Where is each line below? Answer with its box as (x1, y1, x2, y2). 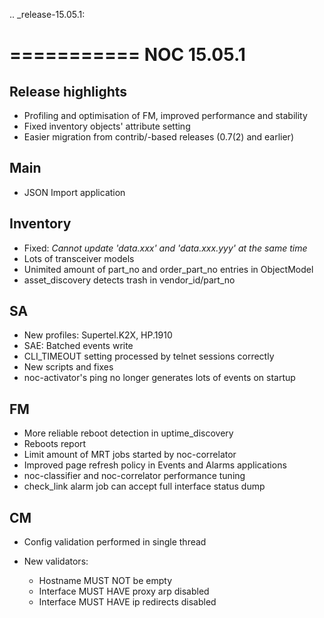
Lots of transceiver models (23, 252, 135, 264)
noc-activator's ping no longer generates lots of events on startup (23, 372, 296, 384)
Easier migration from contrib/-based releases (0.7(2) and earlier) (23, 131, 294, 143)
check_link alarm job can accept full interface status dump (23, 480, 266, 493)
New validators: (23, 555, 89, 568)
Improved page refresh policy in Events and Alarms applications (23, 459, 287, 471)
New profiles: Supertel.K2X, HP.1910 (23, 329, 173, 341)
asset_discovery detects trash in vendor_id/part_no (23, 274, 236, 286)
